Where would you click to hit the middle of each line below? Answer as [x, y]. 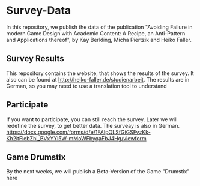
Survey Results [35, 58]
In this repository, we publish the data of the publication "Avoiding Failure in [100, 27]
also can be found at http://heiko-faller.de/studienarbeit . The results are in [98, 79]
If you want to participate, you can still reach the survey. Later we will [92, 119]
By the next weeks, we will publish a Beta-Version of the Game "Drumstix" [98, 172]
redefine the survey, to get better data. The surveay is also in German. [93, 125]
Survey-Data [39, 10]
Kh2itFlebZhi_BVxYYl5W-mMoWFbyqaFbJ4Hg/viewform [77, 138]
